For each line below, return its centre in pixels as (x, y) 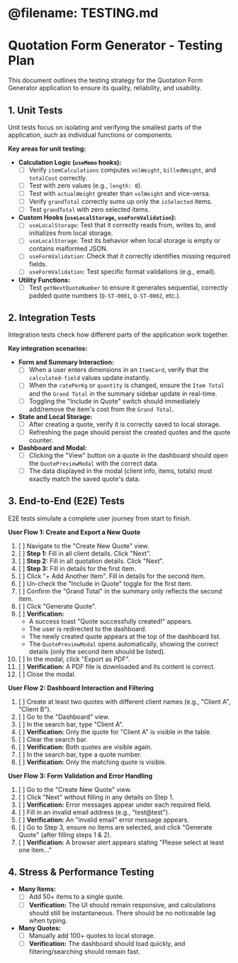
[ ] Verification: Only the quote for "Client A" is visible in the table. (115, 731)
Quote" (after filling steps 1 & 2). (65, 834)
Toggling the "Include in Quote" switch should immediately (114, 401)
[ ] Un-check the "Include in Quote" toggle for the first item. (105, 583)
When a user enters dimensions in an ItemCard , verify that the (119, 370)
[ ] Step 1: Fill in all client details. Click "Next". (85, 553)
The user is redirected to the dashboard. (88, 629)
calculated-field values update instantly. (90, 378)
